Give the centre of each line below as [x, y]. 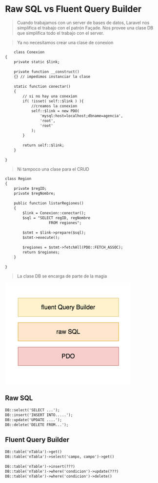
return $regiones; [41, 252]
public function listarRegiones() [49, 203]
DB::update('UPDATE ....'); [34, 420]
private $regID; [30, 188]
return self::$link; [43, 145]
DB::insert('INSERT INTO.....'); [39, 415]
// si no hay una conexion [50, 96]
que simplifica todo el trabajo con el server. [60, 33]
